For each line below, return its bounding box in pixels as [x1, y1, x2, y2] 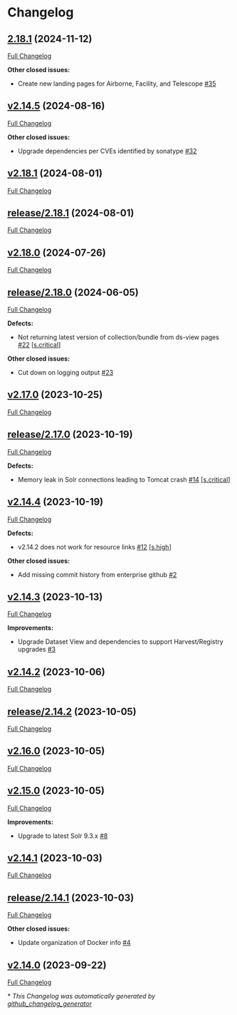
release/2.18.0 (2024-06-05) [7, 286, 139, 299]
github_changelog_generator [7, 999, 93, 1008]
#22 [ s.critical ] [17, 341, 61, 349]
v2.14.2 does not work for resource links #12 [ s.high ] [17, 542, 172, 551]
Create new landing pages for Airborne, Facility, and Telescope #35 [17, 79, 216, 88]
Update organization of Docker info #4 [17, 939, 131, 947]
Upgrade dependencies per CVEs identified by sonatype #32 [17, 146, 197, 155]
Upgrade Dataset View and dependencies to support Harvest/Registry [17, 637, 224, 646]
